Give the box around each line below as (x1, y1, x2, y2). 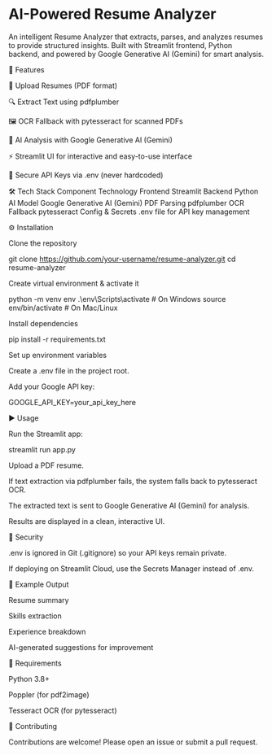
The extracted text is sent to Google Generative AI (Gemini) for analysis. (8, 500, 250, 510)
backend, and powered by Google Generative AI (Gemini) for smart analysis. (8, 49, 265, 59)
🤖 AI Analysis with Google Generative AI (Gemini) (8, 135, 173, 145)
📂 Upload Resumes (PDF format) (8, 81, 118, 90)
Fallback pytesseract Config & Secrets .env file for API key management (8, 207, 250, 216)
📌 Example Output (8, 579, 69, 589)
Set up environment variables (8, 350, 107, 360)
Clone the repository (8, 238, 77, 248)
